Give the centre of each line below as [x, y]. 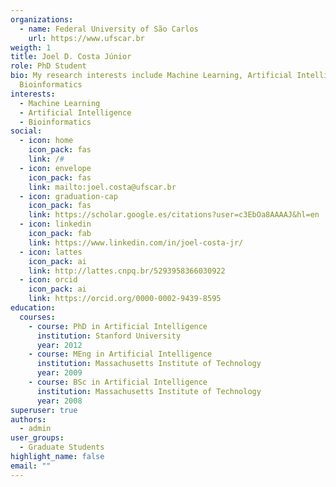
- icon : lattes [51, 252]
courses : [37, 317]
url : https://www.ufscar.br [86, 38]
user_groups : [37, 438]
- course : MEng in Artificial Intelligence [120, 354]
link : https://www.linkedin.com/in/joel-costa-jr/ [136, 242]
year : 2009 [59, 373]
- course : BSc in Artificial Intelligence [118, 382]
